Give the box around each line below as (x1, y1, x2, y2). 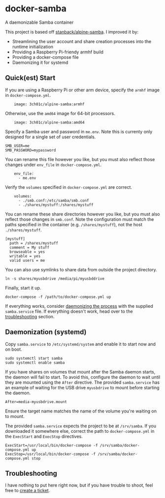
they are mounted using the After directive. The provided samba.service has (5, 379, 160, 385)
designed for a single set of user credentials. (5, 134, 96, 140)
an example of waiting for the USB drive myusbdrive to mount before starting (5, 384, 160, 390)
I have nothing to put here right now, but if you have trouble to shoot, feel (5, 482, 154, 488)
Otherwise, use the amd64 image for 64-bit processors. (5, 110, 116, 116)
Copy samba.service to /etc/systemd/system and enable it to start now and (5, 341, 156, 347)
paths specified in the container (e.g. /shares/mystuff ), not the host (5, 221, 143, 227)
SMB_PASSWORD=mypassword (5, 148, 56, 153)
